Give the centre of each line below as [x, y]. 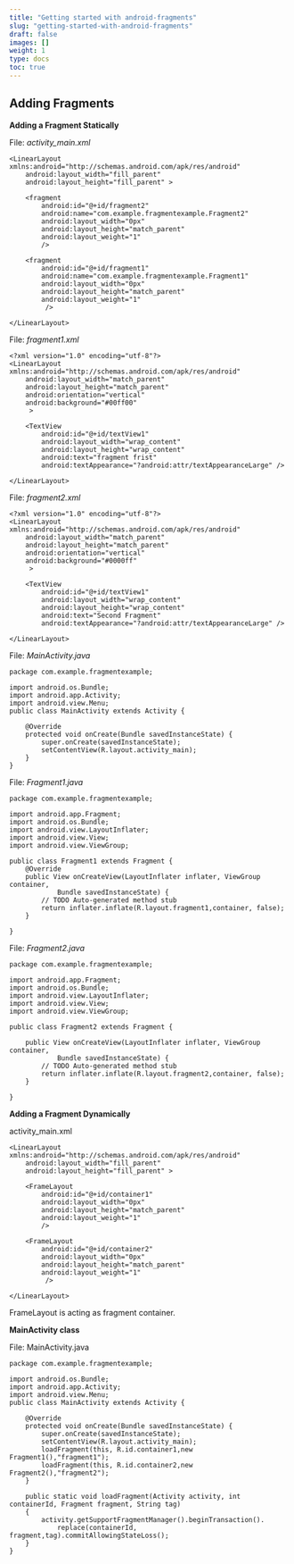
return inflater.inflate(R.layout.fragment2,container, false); [163, 1074]
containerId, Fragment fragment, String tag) [95, 1504]
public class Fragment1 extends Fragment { [91, 861]
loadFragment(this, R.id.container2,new [117, 1465]
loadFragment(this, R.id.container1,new [117, 1449]
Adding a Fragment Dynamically [70, 1114]
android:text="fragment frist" [99, 457]
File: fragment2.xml [45, 498]
